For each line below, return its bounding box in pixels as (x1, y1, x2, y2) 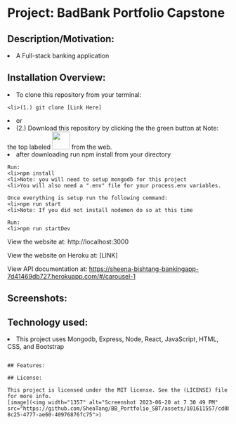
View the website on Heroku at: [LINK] (7, 251, 118, 259)
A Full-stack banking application (16, 51, 110, 60)
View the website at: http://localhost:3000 (7, 237, 129, 246)
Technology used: (7, 316, 88, 328)
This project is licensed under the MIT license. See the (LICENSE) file (7, 387, 228, 394)
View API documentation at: (7, 265, 88, 273)
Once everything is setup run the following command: (7, 194, 169, 201)
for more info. (7, 393, 52, 400)
